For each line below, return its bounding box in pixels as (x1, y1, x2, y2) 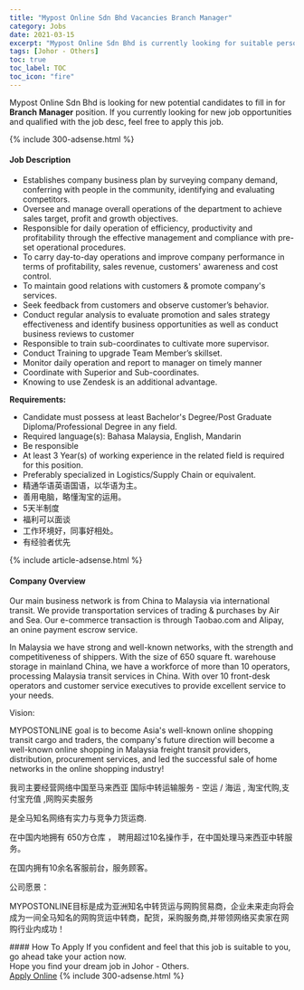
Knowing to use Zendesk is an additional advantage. (22, 376, 218, 387)
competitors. (22, 194, 71, 205)
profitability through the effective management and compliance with (22, 232, 276, 243)
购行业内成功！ (9, 924, 65, 935)
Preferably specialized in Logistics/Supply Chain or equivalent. (22, 469, 256, 480)
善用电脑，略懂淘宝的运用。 (22, 490, 127, 502)
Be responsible (22, 440, 79, 451)
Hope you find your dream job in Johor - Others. (9, 961, 190, 972)
